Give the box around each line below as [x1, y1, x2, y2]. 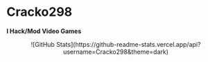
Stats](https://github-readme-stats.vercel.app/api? [55, 40, 201, 48]
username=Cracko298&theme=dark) [62, 48, 169, 56]
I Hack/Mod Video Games [6, 27, 82, 35]
